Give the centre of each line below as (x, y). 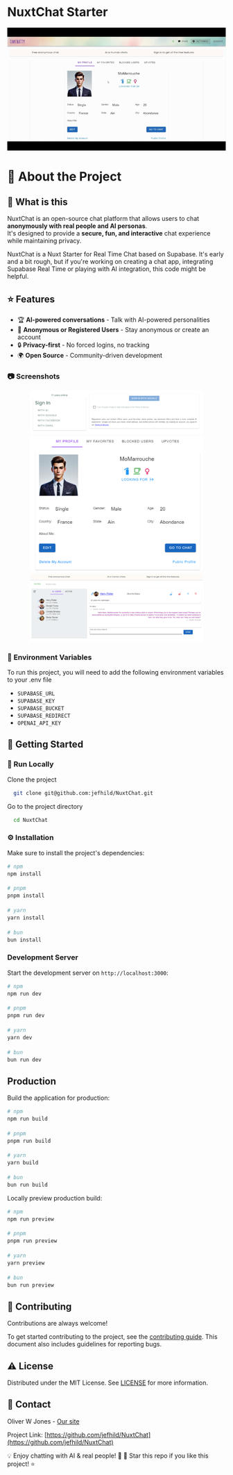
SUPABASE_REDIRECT (44, 716)
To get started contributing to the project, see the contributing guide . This (112, 1337)
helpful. (18, 277)
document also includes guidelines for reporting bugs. (85, 1344)
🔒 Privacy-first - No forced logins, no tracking (83, 345)
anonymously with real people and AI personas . (77, 226)
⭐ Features (31, 299)
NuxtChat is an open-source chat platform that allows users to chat (103, 219)
